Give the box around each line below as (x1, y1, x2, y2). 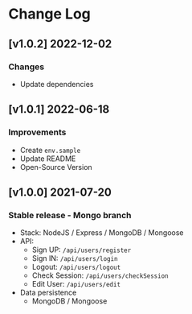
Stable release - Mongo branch (8, 209, 132, 221)
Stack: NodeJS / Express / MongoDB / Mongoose (19, 228, 184, 238)
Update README (19, 154, 76, 163)
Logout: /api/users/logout (31, 262, 121, 272)
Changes (8, 61, 45, 72)
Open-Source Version (19, 162, 92, 171)
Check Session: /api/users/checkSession (31, 271, 169, 280)
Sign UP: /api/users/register (31, 245, 132, 254)
